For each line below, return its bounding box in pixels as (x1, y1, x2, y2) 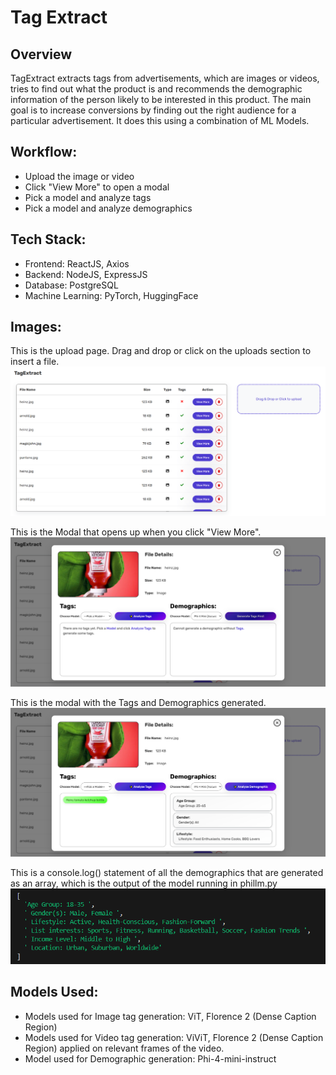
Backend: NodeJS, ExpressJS (24, 268, 148, 280)
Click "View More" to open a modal (24, 181, 170, 193)
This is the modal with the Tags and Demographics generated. (10, 697, 267, 709)
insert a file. (10, 356, 60, 368)
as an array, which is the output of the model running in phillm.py (10, 877, 278, 890)
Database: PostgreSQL (24, 279, 119, 291)
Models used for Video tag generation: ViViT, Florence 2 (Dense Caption (24, 1031, 324, 1043)
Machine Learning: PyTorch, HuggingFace (24, 289, 199, 301)
